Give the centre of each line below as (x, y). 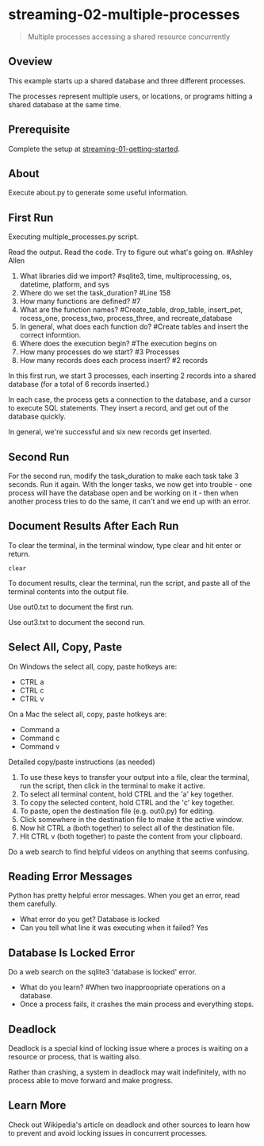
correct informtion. (50, 335)
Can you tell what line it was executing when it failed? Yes (114, 928)
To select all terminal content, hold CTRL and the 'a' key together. (126, 794)
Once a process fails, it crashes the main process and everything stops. (137, 1004)
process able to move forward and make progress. (90, 1081)
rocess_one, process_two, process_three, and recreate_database (126, 318)
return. (19, 554)
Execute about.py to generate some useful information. (98, 193)
